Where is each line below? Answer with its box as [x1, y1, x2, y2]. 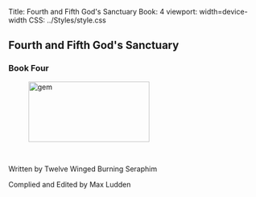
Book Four [8, 63, 50, 74]
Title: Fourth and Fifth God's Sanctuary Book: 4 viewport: [8, 7, 198, 16]
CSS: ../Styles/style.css [28, 15, 106, 25]
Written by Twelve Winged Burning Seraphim [8, 164, 158, 174]
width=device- [199, 7, 248, 16]
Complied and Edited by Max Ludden [8, 179, 131, 189]
